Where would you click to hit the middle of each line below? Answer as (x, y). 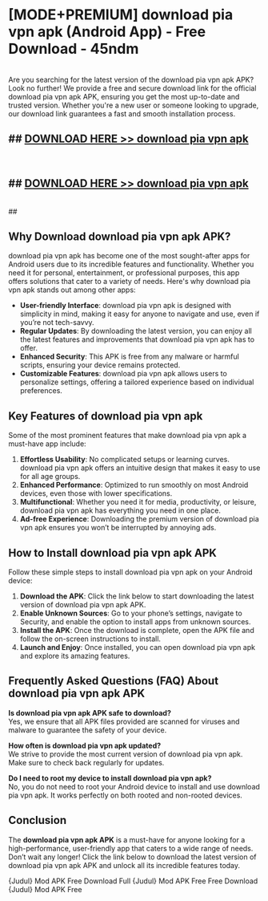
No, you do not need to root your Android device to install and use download (134, 786)
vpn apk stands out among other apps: (72, 290)
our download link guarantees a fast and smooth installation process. (122, 113)
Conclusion (38, 820)
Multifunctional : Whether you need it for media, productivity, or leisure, (138, 502)
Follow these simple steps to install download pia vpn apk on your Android (131, 572)
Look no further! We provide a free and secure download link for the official (132, 88)
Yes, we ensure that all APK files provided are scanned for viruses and (124, 721)
